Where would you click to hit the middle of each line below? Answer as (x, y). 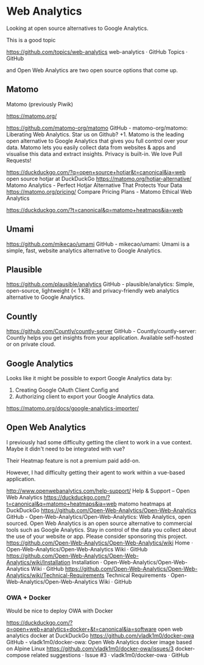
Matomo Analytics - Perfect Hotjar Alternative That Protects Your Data (94, 185)
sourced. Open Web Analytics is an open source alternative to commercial (100, 523)
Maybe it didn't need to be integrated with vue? (66, 449)
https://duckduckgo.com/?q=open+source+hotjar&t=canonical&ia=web (96, 172)
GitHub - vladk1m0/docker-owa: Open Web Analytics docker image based (99, 642)
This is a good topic (31, 40)
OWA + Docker (29, 597)
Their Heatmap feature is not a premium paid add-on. (73, 460)
